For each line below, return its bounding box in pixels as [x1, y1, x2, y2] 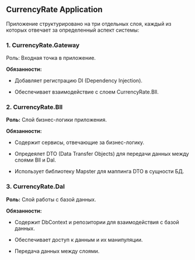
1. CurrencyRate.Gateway [6, 41, 80, 49]
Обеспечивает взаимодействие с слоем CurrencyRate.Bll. [14, 88, 159, 95]
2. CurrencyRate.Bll [6, 103, 63, 111]
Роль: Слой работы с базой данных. [6, 196, 96, 203]
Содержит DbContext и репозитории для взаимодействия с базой [14, 218, 179, 225]
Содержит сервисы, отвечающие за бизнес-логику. [14, 139, 145, 146]
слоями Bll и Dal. [14, 156, 57, 163]
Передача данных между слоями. [14, 247, 100, 254]
